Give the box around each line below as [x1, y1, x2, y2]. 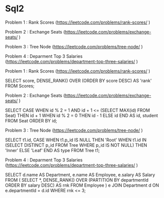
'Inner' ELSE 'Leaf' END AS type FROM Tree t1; [5, 147, 100, 153]
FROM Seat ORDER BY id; [5, 118, 58, 123]
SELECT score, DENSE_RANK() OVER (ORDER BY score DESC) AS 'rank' [5, 78, 152, 83]
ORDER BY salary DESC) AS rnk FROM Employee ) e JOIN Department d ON [5, 182, 159, 188]
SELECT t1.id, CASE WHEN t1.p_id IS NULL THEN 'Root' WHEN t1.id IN [5, 137, 147, 143]
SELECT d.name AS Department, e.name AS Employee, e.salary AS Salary [5, 171, 155, 178]
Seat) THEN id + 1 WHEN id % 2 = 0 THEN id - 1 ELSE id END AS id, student [5, 112, 159, 119]
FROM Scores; [5, 82, 34, 89]
